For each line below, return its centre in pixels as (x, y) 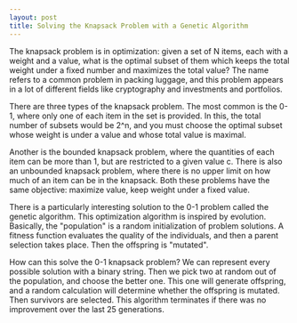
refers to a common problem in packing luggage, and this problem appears (146, 79)
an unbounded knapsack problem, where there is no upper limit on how (140, 171)
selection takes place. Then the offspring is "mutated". (109, 245)
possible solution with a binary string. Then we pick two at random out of (143, 271)
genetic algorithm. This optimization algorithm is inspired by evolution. (138, 216)
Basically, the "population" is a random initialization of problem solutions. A (147, 226)
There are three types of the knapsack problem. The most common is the (143, 106)
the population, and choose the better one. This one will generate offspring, (148, 280)
